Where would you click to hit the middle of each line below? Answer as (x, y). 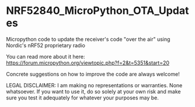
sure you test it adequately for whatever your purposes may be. (83, 98)
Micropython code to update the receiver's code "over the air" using (88, 39)
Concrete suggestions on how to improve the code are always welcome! (93, 74)
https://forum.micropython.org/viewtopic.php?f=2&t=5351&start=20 (88, 63)
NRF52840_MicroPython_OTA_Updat (97, 11)
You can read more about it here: (46, 56)
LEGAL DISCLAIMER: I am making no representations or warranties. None (94, 85)
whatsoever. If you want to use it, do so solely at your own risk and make (93, 91)
